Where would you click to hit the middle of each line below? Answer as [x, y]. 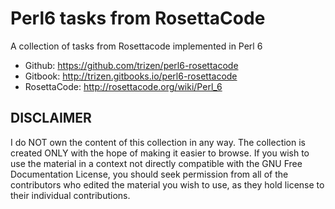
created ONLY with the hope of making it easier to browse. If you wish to [160, 153]
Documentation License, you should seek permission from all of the [149, 174]
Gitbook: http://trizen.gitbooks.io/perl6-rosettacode [131, 76]
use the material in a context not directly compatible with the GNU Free [156, 163]
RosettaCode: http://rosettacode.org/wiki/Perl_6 [123, 86]
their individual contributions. [70, 195]
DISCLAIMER [51, 118]
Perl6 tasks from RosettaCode [138, 18]
